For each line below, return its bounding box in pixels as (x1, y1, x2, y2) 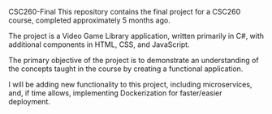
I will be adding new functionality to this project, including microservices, (8, 80, 253, 89)
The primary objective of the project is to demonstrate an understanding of (8, 56, 259, 65)
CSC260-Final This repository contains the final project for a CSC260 (8, 7, 241, 16)
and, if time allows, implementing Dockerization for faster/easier (8, 88, 222, 98)
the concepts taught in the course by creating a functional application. (8, 64, 244, 74)
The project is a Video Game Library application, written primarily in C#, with (8, 32, 265, 40)
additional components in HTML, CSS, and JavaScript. (8, 40, 190, 49)
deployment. (8, 97, 50, 106)
